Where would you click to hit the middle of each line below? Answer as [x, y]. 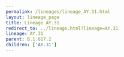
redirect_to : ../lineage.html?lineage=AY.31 [62, 28]
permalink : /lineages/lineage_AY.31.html [58, 12]
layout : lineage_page [33, 17]
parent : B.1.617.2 [28, 39]
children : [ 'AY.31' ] [31, 45]
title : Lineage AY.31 [33, 23]
